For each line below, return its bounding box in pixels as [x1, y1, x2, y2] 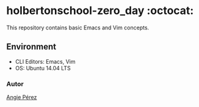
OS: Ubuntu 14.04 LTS [15, 64, 71, 72]
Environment [6, 42, 57, 52]
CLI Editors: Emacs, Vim [15, 57, 76, 65]
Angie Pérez [6, 94, 37, 101]
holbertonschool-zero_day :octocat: [6, 4, 194, 18]
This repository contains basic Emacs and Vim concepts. [6, 24, 150, 31]
